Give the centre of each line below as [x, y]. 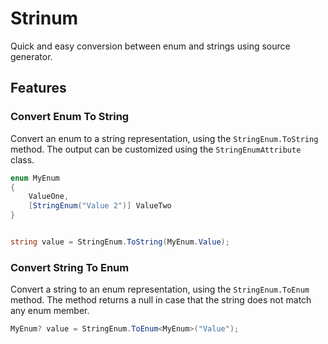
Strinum [44, 18]
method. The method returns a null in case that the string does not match [161, 300]
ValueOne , [49, 197]
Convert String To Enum [70, 267]
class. [22, 159]
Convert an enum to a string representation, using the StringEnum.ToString [164, 138]
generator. [31, 56]
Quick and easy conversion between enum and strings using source [150, 46]
